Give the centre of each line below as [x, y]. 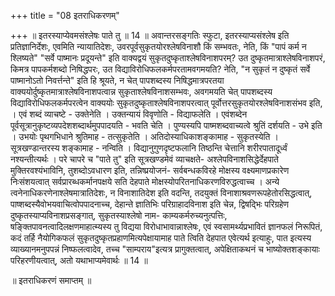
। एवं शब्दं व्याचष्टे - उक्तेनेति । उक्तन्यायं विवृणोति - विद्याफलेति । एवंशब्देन [129, 114]
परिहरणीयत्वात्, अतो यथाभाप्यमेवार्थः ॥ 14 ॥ [79, 260]
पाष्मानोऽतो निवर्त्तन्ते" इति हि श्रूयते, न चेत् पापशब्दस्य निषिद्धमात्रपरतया [117, 80]
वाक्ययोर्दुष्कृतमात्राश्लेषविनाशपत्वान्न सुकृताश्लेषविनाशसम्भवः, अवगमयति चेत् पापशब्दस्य [141, 91]
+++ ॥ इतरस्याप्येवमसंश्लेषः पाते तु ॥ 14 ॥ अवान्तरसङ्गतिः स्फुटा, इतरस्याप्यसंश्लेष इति [150, 35]
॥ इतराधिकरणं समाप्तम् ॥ [51, 280]
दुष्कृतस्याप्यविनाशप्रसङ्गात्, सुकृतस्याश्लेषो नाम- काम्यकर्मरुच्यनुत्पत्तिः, [119, 215]
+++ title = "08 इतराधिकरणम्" [65, 15]
